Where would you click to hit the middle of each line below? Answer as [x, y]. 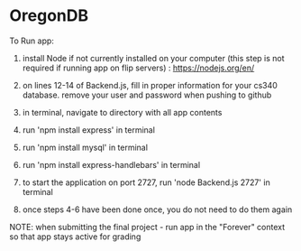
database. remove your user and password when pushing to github [147, 95]
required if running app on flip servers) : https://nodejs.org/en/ [138, 68]
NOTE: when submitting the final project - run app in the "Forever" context [147, 227]
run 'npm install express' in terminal [89, 130]
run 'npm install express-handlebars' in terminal [111, 164]
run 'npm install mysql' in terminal [85, 147]
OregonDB [49, 16]
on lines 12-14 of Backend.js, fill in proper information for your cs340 [150, 85]
